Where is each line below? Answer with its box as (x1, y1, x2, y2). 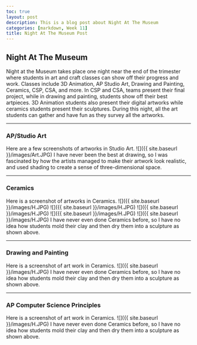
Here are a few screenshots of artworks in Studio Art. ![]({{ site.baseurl (6, 145, 178, 152)
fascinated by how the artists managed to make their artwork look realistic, (6, 158, 186, 165)
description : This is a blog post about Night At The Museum (6, 19, 159, 25)
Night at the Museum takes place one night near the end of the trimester (6, 68, 181, 75)
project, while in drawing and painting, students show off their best (6, 92, 168, 100)
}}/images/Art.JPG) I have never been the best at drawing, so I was (6, 151, 168, 159)
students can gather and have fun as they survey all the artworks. (6, 111, 165, 118)
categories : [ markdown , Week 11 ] (6, 25, 88, 31)
